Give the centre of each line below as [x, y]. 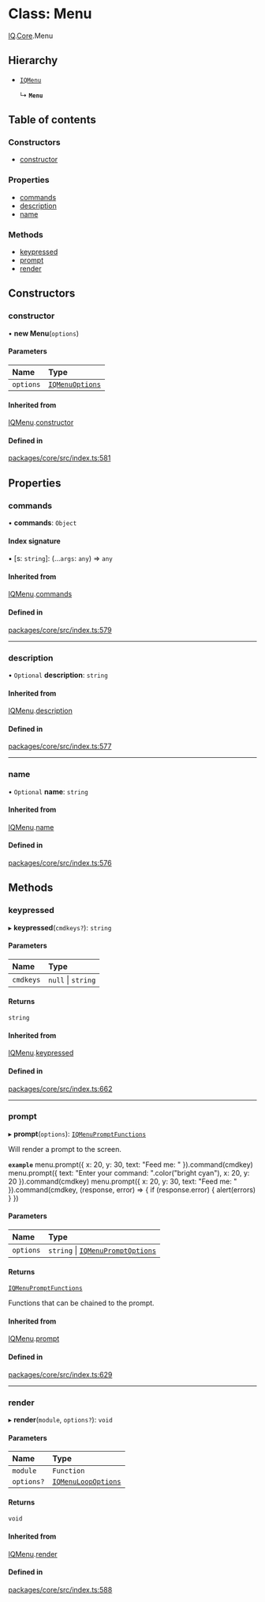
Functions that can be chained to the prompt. [82, 1303]
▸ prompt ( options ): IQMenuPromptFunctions [77, 1134]
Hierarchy [33, 61]
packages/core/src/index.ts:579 [60, 630]
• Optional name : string [48, 791]
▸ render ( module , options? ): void [60, 1419]
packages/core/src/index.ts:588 [60, 1589]
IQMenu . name [31, 827]
